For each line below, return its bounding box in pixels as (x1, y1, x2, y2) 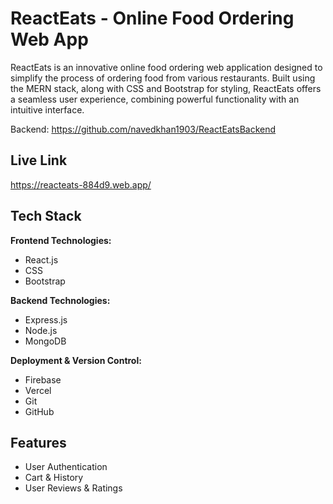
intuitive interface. (10, 103, 85, 116)
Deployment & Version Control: (10, 354, 142, 366)
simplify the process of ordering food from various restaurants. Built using (10, 72, 316, 84)
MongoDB (24, 335, 67, 347)
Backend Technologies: (10, 294, 111, 306)
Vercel (24, 384, 52, 396)
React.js (24, 253, 59, 266)
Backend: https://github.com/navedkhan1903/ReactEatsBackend (10, 123, 277, 135)
